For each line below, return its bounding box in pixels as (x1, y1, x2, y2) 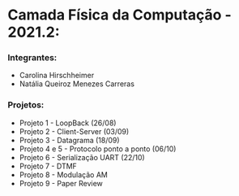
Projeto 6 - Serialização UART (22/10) (19, 152, 145, 162)
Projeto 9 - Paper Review (19, 178, 103, 188)
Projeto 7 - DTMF (19, 161, 78, 171)
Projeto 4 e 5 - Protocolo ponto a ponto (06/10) (19, 144, 177, 154)
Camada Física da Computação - (7, 6, 232, 24)
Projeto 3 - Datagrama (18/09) (19, 135, 120, 145)
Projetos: (7, 99, 45, 111)
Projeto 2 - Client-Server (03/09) (19, 126, 130, 136)
